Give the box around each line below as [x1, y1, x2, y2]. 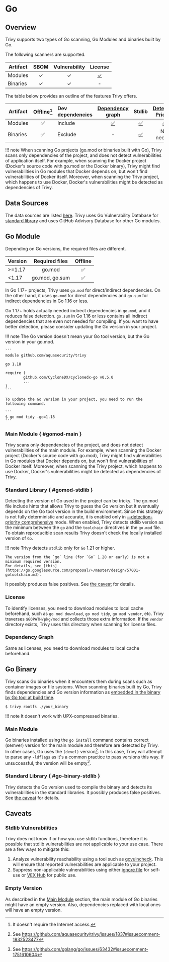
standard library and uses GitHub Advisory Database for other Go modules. [5, 217, 161, 224]
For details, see [5, 564, 42, 569]
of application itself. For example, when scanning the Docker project [5, 158, 147, 163]
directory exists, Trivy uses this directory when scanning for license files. [5, 621, 157, 627]
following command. [5, 401, 46, 406]
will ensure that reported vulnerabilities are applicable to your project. [12, 861, 157, 867]
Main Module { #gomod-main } [5, 430, 82, 438]
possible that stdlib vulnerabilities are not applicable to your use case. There [5, 841, 163, 847]
